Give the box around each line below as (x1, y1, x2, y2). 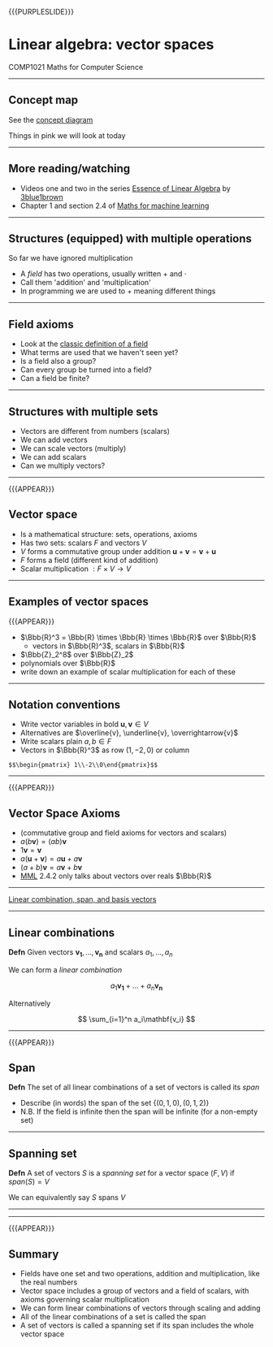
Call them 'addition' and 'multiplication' (19, 278, 152, 288)
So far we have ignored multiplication (8, 253, 133, 263)
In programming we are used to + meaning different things (19, 286, 216, 296)
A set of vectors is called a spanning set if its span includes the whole (19, 1320, 254, 1331)
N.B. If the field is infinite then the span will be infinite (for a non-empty (19, 1107, 258, 1116)
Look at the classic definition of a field (19, 339, 149, 349)
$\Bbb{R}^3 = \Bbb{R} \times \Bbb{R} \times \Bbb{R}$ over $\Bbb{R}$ (19, 632, 257, 642)
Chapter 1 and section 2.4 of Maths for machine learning (19, 201, 210, 210)
